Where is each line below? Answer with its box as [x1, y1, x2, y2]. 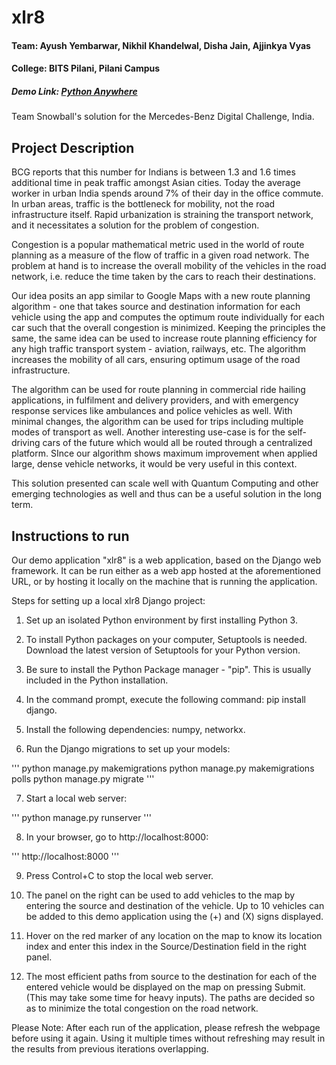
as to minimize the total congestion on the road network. [25, 1002, 259, 1014]
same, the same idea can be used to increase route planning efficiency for [11, 332, 318, 345]
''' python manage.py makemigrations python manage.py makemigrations [11, 762, 315, 774]
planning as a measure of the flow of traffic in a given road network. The [11, 249, 310, 261]
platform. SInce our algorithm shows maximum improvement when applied [11, 447, 318, 460]
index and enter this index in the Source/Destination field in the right [25, 940, 307, 952]
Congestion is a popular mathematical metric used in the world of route [11, 239, 305, 251]
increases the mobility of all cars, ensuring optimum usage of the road [11, 354, 301, 366]
